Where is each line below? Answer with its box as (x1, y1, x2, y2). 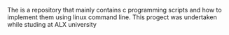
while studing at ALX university (7, 21, 97, 28)
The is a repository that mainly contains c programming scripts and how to (7, 6, 222, 14)
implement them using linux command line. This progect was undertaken (7, 13, 217, 21)
